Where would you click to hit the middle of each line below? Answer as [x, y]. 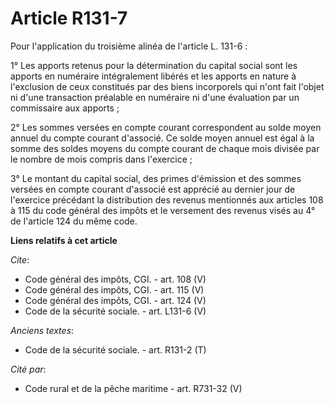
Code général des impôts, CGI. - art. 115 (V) [114, 289]
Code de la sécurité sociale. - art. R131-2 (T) [115, 349]
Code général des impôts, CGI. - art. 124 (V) [115, 300]
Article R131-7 [69, 18]
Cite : [20, 259]
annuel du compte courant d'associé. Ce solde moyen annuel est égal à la [162, 138]
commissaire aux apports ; [65, 108]
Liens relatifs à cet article [64, 240]
